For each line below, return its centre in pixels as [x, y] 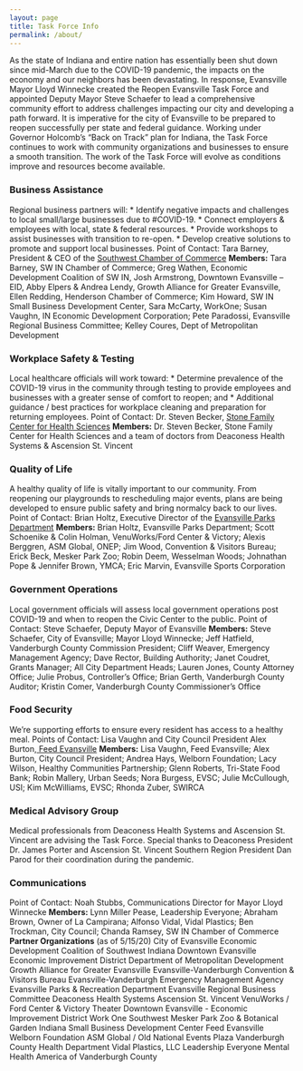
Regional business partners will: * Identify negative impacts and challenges [149, 209]
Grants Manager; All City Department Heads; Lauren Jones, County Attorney [152, 667]
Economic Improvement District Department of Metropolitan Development [147, 960]
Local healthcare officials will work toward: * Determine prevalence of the [146, 378]
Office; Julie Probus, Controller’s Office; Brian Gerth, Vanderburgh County [147, 677]
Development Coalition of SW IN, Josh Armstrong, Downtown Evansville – [147, 277]
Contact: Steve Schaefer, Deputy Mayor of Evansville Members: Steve [140, 628]
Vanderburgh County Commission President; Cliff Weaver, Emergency [140, 647]
